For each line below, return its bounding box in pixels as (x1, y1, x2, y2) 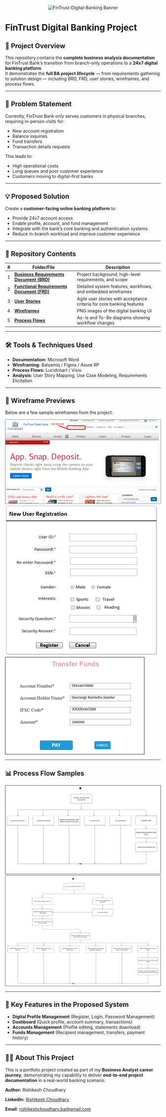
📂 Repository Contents (5, 250, 77, 258)
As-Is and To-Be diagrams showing (77, 314, 151, 321)
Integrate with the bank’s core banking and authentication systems (12, 225, 148, 231)
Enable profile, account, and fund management (12, 220, 109, 226)
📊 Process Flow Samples (5, 769, 84, 778)
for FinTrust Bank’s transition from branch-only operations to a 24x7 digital (5, 60, 158, 66)
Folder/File (32, 264, 55, 270)
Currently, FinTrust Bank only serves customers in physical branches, (5, 113, 146, 119)
